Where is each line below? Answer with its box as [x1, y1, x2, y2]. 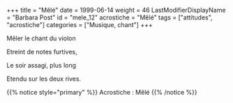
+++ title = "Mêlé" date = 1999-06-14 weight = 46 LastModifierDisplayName [6, 6, 226, 14]
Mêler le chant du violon [6, 34, 76, 42]
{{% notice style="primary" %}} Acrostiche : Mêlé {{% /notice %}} [6, 88, 197, 96]
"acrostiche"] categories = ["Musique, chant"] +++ [6, 21, 153, 29]
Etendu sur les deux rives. [6, 74, 82, 83]
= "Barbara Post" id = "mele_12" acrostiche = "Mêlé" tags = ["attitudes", [6, 13, 213, 22]
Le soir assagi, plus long [6, 61, 77, 69]
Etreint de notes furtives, [6, 48, 77, 56]
